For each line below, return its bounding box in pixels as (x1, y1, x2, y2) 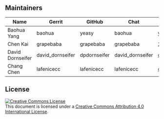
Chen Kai (7, 40, 28, 47)
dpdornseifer (80, 51, 110, 58)
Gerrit (48, 18, 63, 25)
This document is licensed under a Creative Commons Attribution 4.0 (5, 103, 144, 109)
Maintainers (5, 4, 43, 12)
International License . (5, 108, 49, 114)
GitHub (86, 18, 103, 25)
